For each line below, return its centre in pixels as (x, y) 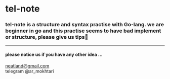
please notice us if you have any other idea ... (54, 55)
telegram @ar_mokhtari (30, 71)
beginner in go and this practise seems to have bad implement (83, 31)
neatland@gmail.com (27, 65)
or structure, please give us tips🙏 (47, 37)
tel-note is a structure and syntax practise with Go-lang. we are (85, 25)
